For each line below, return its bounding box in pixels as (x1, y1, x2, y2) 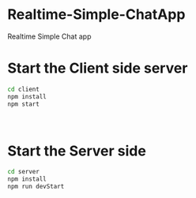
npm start (7, 100, 40, 108)
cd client (7, 85, 40, 93)
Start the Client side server (7, 59, 188, 77)
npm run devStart (7, 183, 65, 191)
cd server (7, 168, 40, 176)
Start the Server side (7, 142, 147, 159)
